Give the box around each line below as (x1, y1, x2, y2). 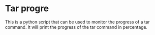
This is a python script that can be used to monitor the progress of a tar (5, 19, 150, 25)
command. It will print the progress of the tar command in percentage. (5, 24, 148, 30)
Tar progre (5, 3, 49, 14)
